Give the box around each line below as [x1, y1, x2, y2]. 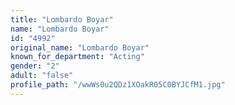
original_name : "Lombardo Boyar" [10, 42, 150, 53]
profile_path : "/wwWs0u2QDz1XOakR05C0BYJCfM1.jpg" [10, 80, 226, 90]
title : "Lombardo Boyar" [10, 14, 114, 25]
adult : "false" [10, 71, 74, 81]
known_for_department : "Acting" [10, 52, 145, 62]
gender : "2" [10, 61, 60, 71]
